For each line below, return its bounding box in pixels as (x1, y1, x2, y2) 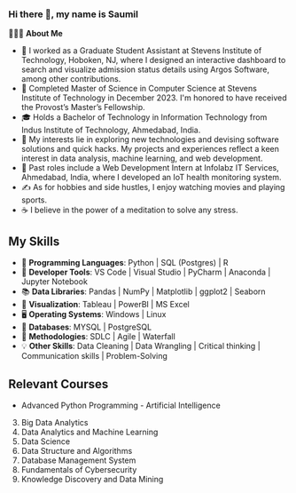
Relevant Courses (8, 377, 109, 392)
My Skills (8, 234, 60, 249)
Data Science (20, 435, 71, 447)
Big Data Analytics (20, 417, 89, 427)
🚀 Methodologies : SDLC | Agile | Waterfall (20, 331, 176, 342)
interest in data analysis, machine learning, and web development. (20, 153, 263, 163)
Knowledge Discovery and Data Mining (20, 473, 164, 484)
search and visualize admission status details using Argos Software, (20, 64, 270, 75)
